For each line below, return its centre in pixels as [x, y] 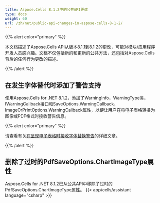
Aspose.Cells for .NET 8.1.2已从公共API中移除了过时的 [59, 184]
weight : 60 [16, 18]
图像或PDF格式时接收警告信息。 [37, 116]
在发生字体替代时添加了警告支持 [53, 85]
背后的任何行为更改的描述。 [33, 59]
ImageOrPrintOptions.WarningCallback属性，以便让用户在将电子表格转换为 [80, 110]
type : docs [16, 14]
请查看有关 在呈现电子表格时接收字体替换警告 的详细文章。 [62, 136]
